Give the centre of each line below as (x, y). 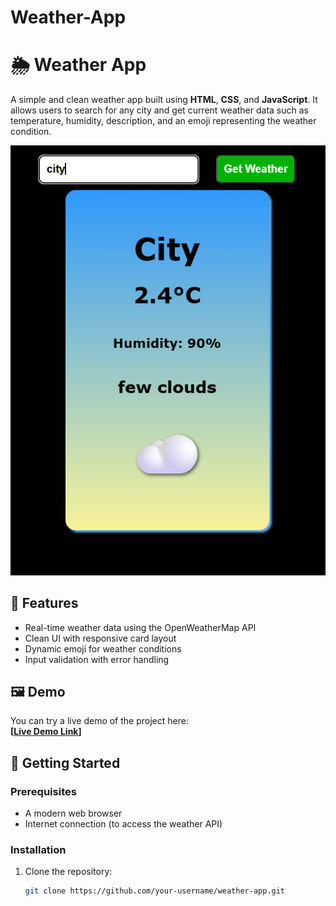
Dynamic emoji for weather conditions (103, 648)
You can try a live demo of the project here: (99, 721)
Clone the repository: (68, 872)
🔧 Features (44, 603)
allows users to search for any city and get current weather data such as (159, 110)
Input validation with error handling (97, 659)
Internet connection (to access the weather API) (123, 824)
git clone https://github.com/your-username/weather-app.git (155, 891)
